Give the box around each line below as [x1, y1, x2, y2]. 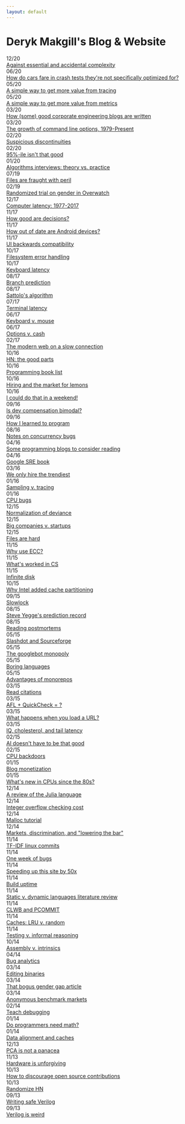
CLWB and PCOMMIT [6, 906, 60, 913]
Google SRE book [6, 458, 50, 465]
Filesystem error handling [6, 253, 70, 260]
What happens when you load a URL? [6, 714, 99, 721]
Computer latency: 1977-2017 [6, 202, 80, 209]
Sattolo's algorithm [6, 292, 53, 299]
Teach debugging [6, 1008, 50, 1016]
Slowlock [6, 599, 29, 606]
